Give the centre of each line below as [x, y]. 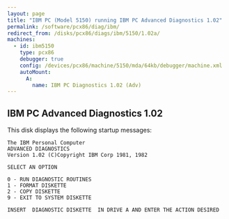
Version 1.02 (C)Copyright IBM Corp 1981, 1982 [78, 155]
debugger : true [42, 59]
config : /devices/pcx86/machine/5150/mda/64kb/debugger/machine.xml [121, 66]
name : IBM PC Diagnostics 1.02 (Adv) [87, 85]
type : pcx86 [37, 53]
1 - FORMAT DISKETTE [37, 186]
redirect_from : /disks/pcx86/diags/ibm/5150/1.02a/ [84, 33]
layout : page [26, 14]
